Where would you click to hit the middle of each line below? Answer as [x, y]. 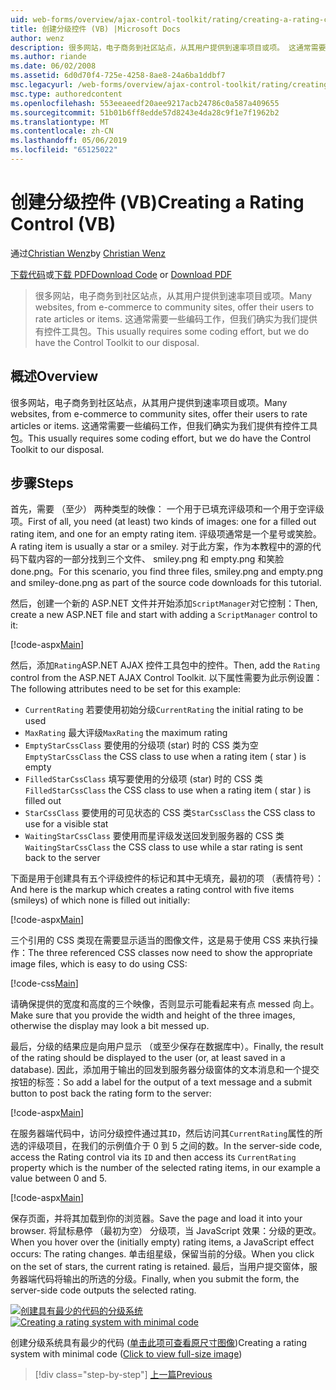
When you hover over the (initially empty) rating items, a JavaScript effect [162, 1242]
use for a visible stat [66, 824]
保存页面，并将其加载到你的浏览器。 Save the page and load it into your [156, 1218]
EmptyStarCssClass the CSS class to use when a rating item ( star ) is [165, 757]
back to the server [62, 858]
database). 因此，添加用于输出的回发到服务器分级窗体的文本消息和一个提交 [165, 1070]
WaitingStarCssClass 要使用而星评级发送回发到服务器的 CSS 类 [154, 836]
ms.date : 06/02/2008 [53, 66]
